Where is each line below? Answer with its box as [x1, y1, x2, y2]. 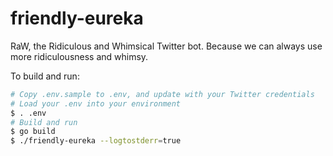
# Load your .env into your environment [10, 98, 182, 109]
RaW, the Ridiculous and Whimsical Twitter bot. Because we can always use [10, 40, 323, 52]
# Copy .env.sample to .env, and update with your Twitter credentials [10, 89, 315, 99]
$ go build [10, 127, 56, 137]
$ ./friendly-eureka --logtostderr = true [10, 136, 182, 146]
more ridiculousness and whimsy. [10, 50, 149, 62]
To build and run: [10, 70, 80, 82]
